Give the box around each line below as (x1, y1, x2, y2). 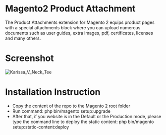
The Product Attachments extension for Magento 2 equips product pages (5, 19, 155, 25)
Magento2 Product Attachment (5, 3, 136, 14)
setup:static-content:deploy (12, 124, 69, 130)
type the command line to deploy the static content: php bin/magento (12, 119, 154, 125)
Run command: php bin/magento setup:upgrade (12, 108, 111, 114)
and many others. (5, 35, 41, 41)
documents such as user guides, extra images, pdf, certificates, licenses (5, 30, 154, 36)
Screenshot (5, 53, 54, 64)
